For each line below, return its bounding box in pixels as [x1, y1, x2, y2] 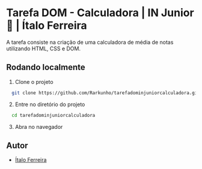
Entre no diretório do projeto [14, 101, 85, 108]
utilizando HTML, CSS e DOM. [6, 45, 81, 52]
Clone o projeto [14, 78, 54, 85]
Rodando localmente [6, 62, 85, 73]
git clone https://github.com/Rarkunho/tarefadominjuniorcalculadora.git [11, 90, 200, 96]
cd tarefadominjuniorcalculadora [11, 112, 96, 118]
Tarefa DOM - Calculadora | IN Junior [6, 6, 194, 20]
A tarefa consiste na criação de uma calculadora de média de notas [6, 38, 174, 46]
